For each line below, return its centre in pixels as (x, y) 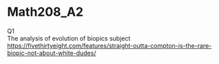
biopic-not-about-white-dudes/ (52, 53)
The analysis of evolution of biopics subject (69, 38)
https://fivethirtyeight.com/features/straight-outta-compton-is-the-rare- (109, 45)
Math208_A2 (45, 12)
